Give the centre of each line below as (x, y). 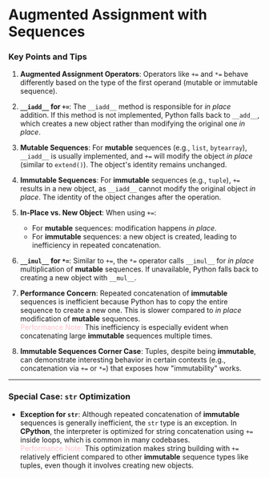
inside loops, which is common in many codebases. (105, 440)
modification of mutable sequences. (80, 319)
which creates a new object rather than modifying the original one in (132, 124)
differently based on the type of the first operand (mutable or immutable (139, 82)
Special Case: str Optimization (69, 396)
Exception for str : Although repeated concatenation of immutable (130, 414)
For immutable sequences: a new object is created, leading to (134, 237)
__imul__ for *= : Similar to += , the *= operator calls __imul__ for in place (137, 261)
